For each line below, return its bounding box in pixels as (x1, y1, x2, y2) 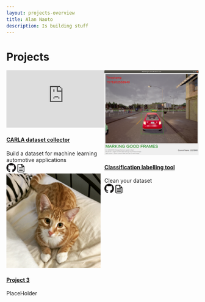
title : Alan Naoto (6, 16, 53, 23)
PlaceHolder (6, 290, 38, 297)
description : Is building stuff (6, 23, 88, 29)
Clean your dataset (104, 177, 153, 185)
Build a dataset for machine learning (6, 150, 98, 157)
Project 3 (6, 276, 30, 284)
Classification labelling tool (104, 163, 175, 171)
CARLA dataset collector (6, 136, 70, 143)
